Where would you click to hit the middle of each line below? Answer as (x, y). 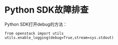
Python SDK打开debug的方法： (36, 24)
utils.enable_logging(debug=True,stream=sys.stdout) (59, 37)
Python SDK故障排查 (47, 10)
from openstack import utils (34, 33)
